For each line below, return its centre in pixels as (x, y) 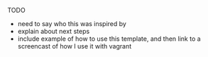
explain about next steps (54, 31)
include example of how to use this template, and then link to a (109, 39)
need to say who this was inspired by (72, 24)
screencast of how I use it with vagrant (75, 46)
